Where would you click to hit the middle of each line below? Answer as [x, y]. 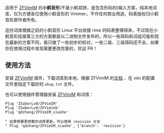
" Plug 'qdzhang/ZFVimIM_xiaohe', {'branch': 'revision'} [65, 126]
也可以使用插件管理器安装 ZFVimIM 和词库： [50, 94]
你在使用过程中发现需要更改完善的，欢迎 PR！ [51, 48]
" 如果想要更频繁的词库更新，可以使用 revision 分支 [53, 121]
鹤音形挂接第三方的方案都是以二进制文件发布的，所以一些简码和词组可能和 [80, 36]
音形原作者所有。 [22, 20]
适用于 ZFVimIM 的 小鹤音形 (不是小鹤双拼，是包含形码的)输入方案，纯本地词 [81, 8]
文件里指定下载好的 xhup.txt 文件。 [41, 84]
